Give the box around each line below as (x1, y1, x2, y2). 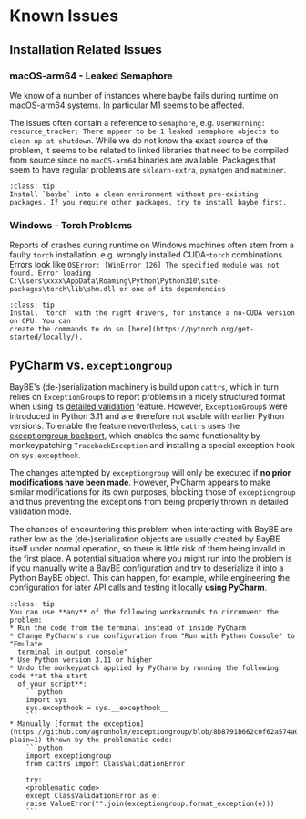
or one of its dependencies (119, 285, 226, 294)
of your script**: (17, 679, 88, 688)
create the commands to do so (9, 325, 125, 334)
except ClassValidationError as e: (25, 791, 161, 800)
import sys (25, 695, 67, 704)
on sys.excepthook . (9, 449, 81, 460)
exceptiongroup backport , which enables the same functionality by (9, 430, 261, 441)
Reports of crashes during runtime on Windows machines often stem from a (9, 239, 294, 251)
